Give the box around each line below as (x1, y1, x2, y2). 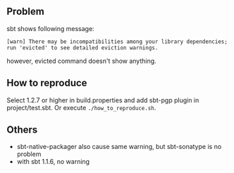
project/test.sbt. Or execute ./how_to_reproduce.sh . (6, 103, 156, 112)
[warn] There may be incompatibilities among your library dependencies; (6, 38, 228, 45)
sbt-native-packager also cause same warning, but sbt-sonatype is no (16, 143, 222, 151)
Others (6, 124, 38, 136)
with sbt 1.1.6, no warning (16, 157, 90, 166)
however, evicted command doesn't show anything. (6, 56, 156, 65)
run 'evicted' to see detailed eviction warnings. (6, 44, 159, 52)
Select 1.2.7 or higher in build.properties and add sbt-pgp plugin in (6, 95, 199, 105)
